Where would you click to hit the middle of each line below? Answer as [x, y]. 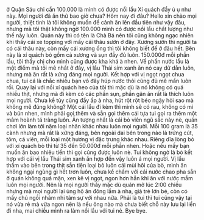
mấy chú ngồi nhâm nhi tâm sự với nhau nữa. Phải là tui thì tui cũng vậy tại [99, 198]
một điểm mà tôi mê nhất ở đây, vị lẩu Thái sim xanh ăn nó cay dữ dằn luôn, [101, 68]
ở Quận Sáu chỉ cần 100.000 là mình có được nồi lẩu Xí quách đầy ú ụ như [99, 9]
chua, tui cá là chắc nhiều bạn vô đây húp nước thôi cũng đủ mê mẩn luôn [99, 81]
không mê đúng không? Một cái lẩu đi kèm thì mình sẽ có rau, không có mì [100, 107]
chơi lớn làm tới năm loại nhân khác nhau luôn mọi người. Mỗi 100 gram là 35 [102, 126]
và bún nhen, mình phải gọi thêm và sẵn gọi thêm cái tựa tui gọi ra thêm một [102, 113]
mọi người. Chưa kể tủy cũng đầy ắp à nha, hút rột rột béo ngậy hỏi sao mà [100, 100]
